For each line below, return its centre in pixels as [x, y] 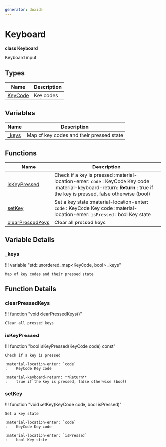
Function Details [31, 289]
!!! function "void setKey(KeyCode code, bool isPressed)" [63, 404]
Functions [21, 153]
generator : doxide [24, 10]
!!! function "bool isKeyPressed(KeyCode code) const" [60, 346]
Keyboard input [21, 57]
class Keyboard [21, 48]
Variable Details [30, 240]
